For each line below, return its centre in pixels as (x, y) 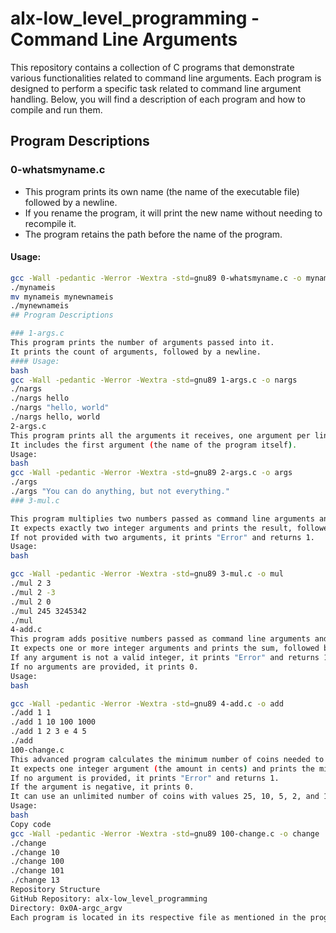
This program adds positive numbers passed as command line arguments (160, 639)
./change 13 (35, 880)
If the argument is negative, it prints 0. (102, 787)
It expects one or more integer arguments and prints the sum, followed (165, 648)
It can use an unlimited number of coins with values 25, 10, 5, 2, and (165, 797)
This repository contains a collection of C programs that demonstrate (152, 67)
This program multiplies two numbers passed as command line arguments (162, 518)
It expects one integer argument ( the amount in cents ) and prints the (162, 768)
